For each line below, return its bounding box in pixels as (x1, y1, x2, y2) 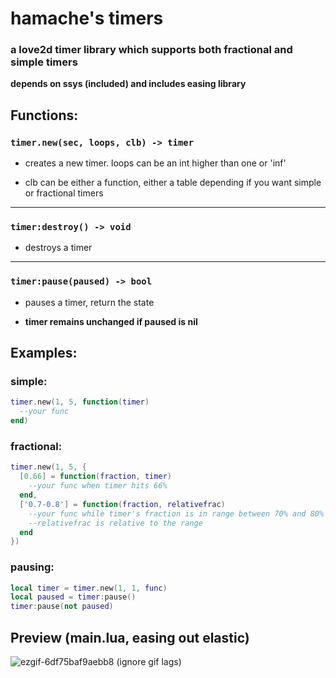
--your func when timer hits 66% (28, 481, 168, 491)
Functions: (10, 107, 79, 124)
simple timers (10, 55, 78, 69)
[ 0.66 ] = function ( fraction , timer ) (19, 472, 172, 482)
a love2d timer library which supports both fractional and (10, 43, 293, 57)
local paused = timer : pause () (10, 592, 137, 602)
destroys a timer (24, 242, 93, 254)
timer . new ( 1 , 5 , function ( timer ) (10, 397, 150, 407)
